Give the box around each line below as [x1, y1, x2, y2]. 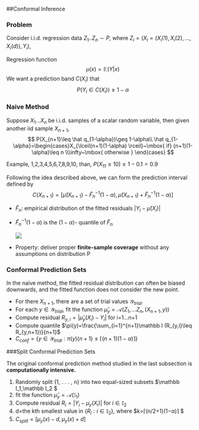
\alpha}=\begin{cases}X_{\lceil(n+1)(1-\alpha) [13, 142, 127, 150]
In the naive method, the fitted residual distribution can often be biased [6, 279, 186, 287]
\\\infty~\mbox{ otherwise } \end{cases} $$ [65, 148, 175, 156]
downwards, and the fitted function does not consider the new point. [6, 286, 179, 293]
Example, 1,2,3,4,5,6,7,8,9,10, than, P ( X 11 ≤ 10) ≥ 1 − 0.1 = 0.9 [6, 161, 158, 169]
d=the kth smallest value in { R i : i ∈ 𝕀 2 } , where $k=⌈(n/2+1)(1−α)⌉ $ [15, 407, 184, 416]
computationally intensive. [6, 366, 77, 374]
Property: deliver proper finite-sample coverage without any [15, 244, 170, 251]
